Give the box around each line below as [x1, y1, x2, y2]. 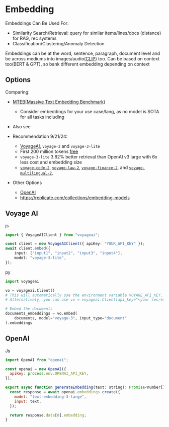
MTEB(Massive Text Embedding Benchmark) [12, 99, 106, 105]
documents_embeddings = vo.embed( [5, 311, 78, 316]
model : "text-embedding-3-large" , [14, 394, 87, 399]
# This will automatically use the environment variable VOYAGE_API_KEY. [5, 293, 163, 298]
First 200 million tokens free [20, 148, 78, 154]
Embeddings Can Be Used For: [5, 20, 69, 26]
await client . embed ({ [5, 246, 51, 251]
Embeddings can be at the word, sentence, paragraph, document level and [5, 50, 160, 56]
